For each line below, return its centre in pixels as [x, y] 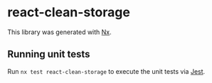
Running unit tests [49, 54]
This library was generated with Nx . [59, 32]
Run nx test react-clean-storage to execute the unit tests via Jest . [106, 71]
